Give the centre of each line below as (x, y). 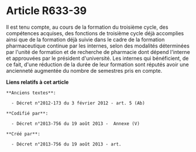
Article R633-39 (46, 11)
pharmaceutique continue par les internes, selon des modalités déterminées (98, 46)
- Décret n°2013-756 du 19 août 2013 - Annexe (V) (76, 124)
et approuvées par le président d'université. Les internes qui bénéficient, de (97, 58)
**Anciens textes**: (31, 93)
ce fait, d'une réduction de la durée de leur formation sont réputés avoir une (97, 64)
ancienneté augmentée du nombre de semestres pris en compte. (84, 70)
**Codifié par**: (27, 113)
